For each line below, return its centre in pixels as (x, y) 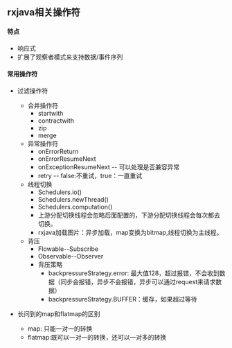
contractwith (56, 121)
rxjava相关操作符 (44, 12)
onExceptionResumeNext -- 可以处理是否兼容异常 (109, 167)
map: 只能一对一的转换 (60, 329)
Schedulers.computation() (75, 207)
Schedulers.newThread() (73, 199)
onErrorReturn (58, 151)
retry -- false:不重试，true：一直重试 (90, 175)
